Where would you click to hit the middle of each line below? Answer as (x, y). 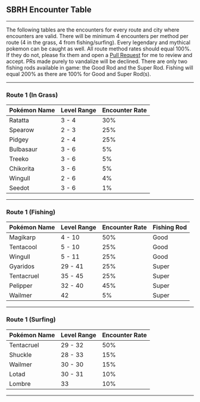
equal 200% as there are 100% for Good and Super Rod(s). (79, 74)
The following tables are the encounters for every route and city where (93, 30)
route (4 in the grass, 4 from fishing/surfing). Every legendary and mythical (98, 42)
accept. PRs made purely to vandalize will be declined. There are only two (97, 61)
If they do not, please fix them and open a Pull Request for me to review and (99, 55)
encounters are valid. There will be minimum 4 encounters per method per (97, 36)
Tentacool (23, 247)
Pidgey (19, 140)
